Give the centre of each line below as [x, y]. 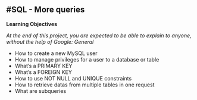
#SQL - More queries [46, 10]
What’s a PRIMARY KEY [43, 66]
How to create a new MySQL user [56, 53]
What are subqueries [40, 91]
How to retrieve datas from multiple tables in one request [85, 85]
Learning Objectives [32, 24]
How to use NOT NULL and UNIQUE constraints [73, 78]
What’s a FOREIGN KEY [43, 72]
